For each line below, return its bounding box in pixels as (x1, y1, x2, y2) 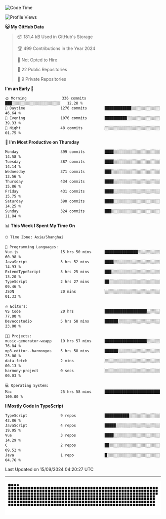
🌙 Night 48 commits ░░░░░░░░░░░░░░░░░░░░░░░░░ (5, 126, 161, 131)
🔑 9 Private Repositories (17, 76, 67, 82)
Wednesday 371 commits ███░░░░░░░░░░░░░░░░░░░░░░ (5, 169, 161, 174)
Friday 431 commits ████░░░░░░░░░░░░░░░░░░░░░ (5, 189, 161, 194)
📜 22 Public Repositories (17, 67, 68, 72)
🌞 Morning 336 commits (5, 96, 86, 101)
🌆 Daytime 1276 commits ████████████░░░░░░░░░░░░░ (5, 106, 161, 111)
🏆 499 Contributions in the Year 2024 (17, 46, 95, 51)
